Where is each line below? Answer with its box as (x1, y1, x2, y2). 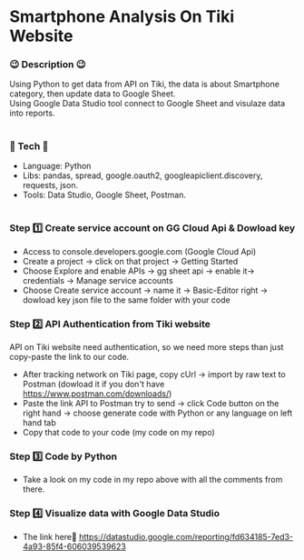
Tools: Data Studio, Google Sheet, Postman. (22, 189, 186, 201)
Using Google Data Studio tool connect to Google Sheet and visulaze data (9, 98, 286, 109)
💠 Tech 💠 (9, 139, 49, 152)
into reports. (9, 107, 55, 119)
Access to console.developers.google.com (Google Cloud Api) (22, 245, 257, 256)
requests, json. (22, 180, 79, 191)
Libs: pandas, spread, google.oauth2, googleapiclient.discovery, (22, 170, 263, 181)
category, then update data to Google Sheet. (9, 88, 176, 99)
